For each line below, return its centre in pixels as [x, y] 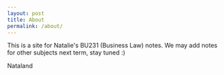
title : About [26, 20]
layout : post [26, 13]
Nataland [20, 66]
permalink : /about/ [35, 26]
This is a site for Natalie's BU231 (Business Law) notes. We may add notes [112, 46]
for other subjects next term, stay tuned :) [66, 52]
